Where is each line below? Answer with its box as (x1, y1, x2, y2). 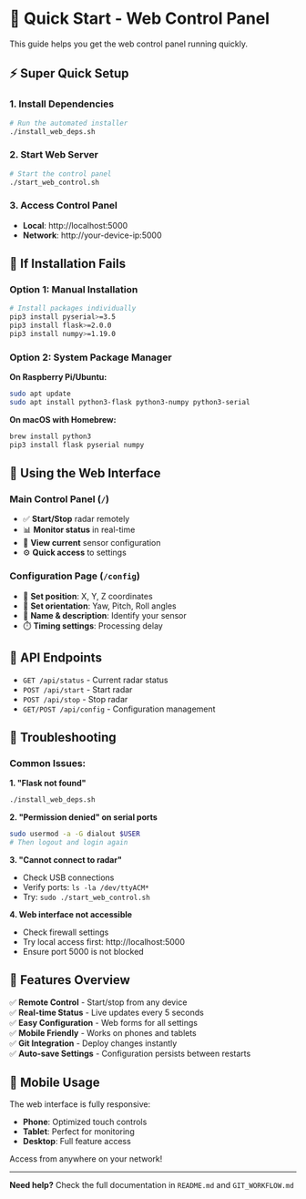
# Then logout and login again (9, 837, 128, 846)
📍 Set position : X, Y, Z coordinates (22, 590, 153, 601)
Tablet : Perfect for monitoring (22, 1126, 135, 1137)
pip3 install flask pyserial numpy (9, 440, 145, 449)
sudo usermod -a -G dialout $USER (9, 829, 141, 839)
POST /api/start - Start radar (22, 683, 133, 695)
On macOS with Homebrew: (9, 414, 117, 425)
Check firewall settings (22, 927, 109, 938)
